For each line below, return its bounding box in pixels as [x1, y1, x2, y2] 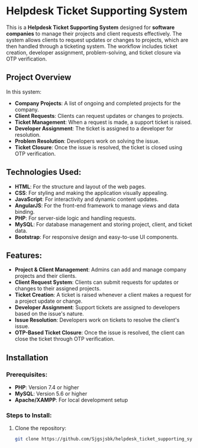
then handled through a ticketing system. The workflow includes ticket [6, 43, 177, 50]
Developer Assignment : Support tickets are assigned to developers [14, 304, 180, 311]
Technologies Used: [6, 167, 82, 177]
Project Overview [6, 72, 72, 82]
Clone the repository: [14, 425, 67, 432]
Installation [6, 353, 48, 363]
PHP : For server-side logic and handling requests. [14, 215, 137, 222]
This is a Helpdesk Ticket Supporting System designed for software [6, 24, 175, 31]
